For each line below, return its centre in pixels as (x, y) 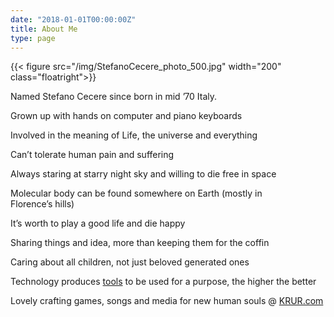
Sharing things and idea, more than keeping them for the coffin (140, 243)
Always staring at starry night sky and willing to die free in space (143, 174)
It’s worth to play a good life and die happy (98, 223)
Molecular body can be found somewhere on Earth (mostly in (136, 193)
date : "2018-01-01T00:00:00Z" (73, 19)
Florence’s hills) (42, 204)
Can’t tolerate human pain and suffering (92, 155)
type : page (33, 38)
